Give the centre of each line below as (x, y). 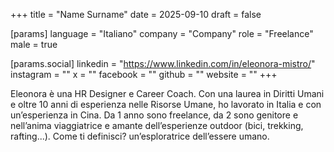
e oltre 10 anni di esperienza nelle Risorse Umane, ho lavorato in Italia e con (166, 104)
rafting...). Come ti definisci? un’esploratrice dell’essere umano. (140, 136)
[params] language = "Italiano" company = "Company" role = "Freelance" (162, 33)
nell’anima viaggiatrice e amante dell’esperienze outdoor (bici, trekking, (157, 125)
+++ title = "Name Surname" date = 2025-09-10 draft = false (136, 14)
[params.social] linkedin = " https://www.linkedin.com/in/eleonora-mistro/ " (163, 63)
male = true (34, 44)
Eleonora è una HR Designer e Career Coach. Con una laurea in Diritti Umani (167, 93)
